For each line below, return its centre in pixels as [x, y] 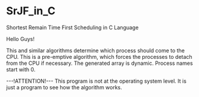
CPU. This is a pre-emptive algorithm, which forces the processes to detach [99, 57]
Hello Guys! [20, 39]
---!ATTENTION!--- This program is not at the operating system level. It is [96, 81]
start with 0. [21, 69]
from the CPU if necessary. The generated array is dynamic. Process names [99, 63]
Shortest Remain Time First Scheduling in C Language [72, 27]
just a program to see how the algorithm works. [64, 87]
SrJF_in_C [31, 11]
